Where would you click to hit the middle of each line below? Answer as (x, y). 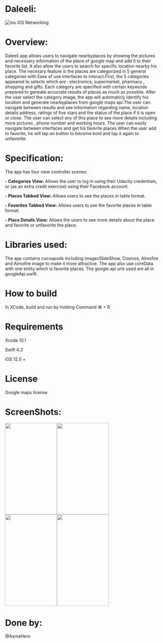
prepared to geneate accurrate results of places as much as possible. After (81, 92)
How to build (31, 293)
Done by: (24, 623)
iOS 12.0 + (15, 359)
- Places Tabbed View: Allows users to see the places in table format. (75, 195)
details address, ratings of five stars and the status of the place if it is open (80, 113)
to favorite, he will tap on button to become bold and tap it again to (72, 133)
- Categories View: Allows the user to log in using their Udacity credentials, (81, 181)
